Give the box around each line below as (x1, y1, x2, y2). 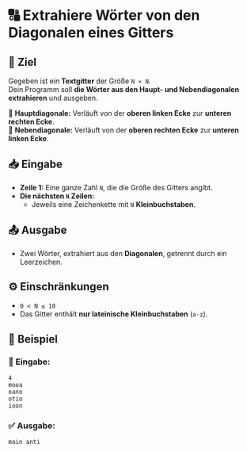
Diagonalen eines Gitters (8, 24, 174, 42)
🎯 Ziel (8, 55, 37, 69)
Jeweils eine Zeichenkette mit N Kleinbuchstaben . (31, 199, 196, 209)
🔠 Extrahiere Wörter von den (8, 6, 200, 25)
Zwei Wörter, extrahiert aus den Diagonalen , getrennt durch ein (19, 248, 227, 258)
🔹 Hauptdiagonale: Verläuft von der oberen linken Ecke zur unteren (8, 109, 232, 117)
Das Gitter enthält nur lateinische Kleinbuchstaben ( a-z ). (19, 309, 208, 319)
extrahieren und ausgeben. (8, 94, 98, 102)
